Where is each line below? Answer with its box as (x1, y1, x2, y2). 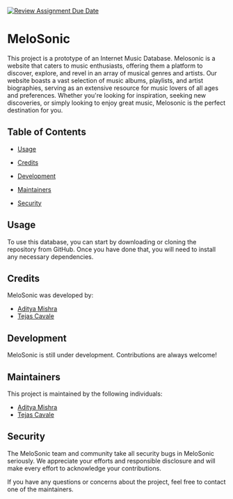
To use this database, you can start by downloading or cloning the (7, 237, 197, 246)
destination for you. (7, 105, 63, 114)
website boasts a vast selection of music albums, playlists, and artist (7, 76, 204, 84)
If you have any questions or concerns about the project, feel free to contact (7, 477, 226, 486)
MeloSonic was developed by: (7, 291, 94, 299)
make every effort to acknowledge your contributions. (7, 464, 161, 472)
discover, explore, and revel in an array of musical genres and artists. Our (7, 68, 218, 77)
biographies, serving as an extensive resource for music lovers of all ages (7, 84, 219, 92)
